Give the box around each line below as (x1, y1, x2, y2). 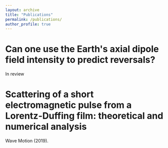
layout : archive (5, 7, 39, 13)
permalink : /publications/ (5, 17, 62, 22)
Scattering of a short (5, 89, 94, 100)
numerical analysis (5, 121, 87, 132)
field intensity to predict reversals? (5, 54, 155, 66)
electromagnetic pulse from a (5, 99, 132, 111)
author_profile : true (5, 21, 51, 27)
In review (5, 71, 24, 77)
